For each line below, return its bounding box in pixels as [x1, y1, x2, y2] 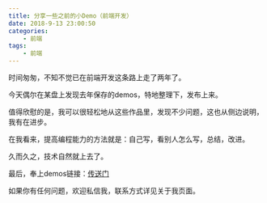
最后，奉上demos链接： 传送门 [8, 169, 109, 178]
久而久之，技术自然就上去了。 [8, 151, 108, 161]
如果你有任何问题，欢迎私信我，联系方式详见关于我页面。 [8, 186, 200, 195]
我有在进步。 [8, 117, 51, 126]
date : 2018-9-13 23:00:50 [8, 19, 95, 27]
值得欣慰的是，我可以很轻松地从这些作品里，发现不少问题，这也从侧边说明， [8, 107, 264, 116]
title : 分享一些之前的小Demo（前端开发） [8, 11, 133, 20]
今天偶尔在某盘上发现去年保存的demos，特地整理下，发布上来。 [8, 90, 222, 99]
